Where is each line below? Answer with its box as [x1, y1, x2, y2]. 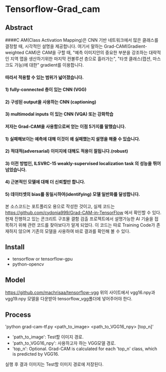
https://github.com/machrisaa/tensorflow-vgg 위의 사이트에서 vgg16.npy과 [5, 289, 155, 295]
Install [5, 243, 25, 251]
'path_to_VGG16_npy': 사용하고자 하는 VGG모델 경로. [12, 340, 116, 346]
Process [5, 310, 31, 319]
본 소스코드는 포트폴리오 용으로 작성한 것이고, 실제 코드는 [5, 203, 115, 209]
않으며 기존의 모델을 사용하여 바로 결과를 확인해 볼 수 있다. [18, 228, 131, 234]
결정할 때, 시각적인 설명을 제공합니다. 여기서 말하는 [5, 43, 103, 49]
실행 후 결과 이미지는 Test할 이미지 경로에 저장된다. [5, 361, 104, 367]
